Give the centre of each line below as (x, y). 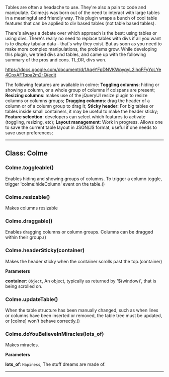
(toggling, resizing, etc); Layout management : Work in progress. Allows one (84, 122)
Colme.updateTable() (32, 299)
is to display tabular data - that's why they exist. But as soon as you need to (83, 44)
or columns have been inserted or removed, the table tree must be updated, (84, 315)
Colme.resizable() (28, 197)
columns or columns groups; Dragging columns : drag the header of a (77, 101)
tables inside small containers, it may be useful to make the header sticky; (82, 111)
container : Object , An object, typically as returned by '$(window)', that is (81, 281)
